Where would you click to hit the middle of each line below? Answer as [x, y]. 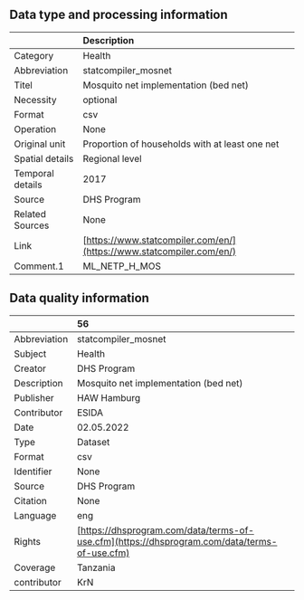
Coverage [35, 567]
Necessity [35, 100]
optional [100, 100]
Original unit [40, 144]
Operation [35, 129]
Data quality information [79, 298]
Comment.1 [39, 266]
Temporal [34, 173]
